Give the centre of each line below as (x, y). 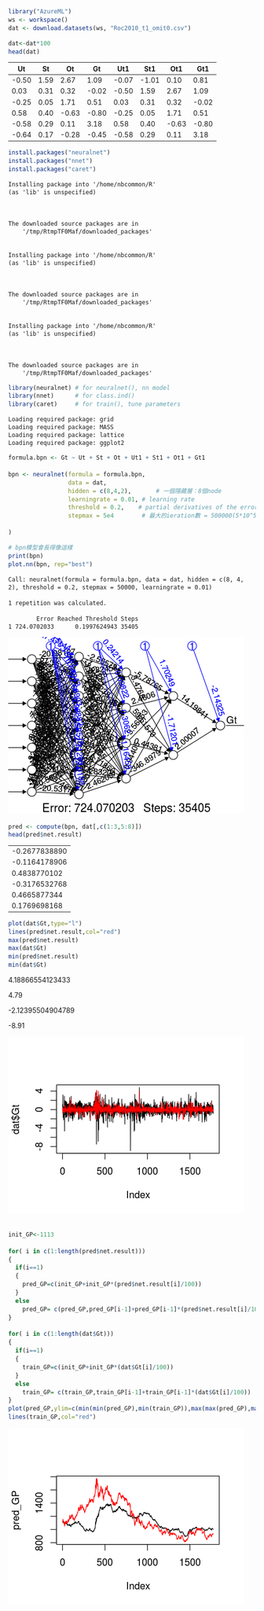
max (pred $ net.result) (44, 940)
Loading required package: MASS (61, 428)
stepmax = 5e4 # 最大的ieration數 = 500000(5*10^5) (164, 516)
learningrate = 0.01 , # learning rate (131, 499)
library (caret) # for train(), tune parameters (94, 404)
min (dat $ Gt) (27, 965)
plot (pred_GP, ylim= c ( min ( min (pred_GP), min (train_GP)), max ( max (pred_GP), (130, 1409)
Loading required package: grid (61, 420)
